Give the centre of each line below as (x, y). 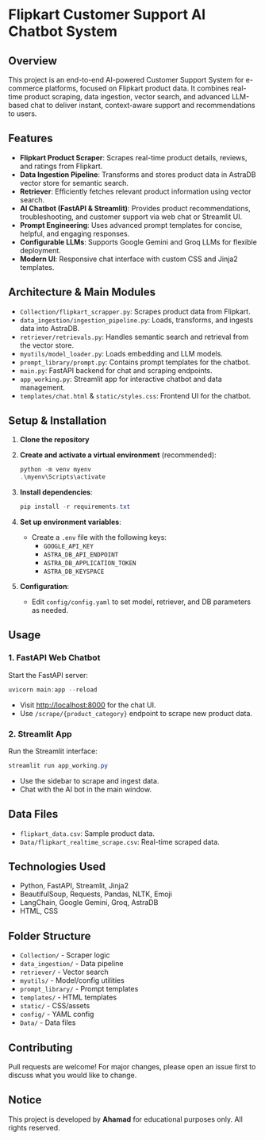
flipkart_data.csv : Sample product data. (87, 833)
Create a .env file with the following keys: (99, 537)
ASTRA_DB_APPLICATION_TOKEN (90, 564)
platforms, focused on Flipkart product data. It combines (137, 88)
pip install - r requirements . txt (75, 507)
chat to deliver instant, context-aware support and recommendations (143, 105)
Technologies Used (57, 867)
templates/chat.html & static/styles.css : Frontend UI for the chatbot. (135, 395)
